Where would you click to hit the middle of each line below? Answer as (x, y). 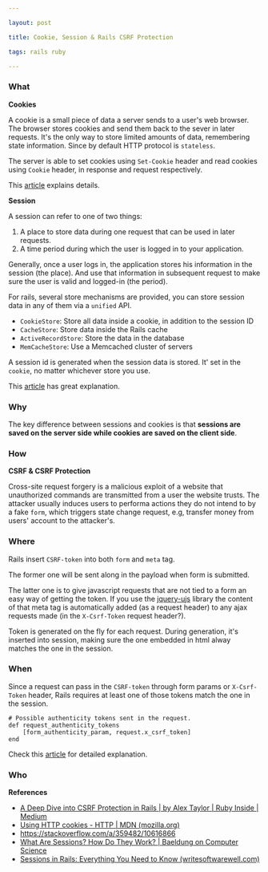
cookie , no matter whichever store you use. (79, 371)
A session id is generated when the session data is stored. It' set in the (125, 362)
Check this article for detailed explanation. (78, 754)
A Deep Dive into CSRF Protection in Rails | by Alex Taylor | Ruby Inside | (139, 808)
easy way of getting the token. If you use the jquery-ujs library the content (131, 598)
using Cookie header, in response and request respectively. (105, 169)
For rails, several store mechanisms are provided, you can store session (127, 297)
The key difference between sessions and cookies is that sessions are (125, 424)
